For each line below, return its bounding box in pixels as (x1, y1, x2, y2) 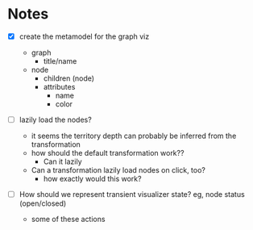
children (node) (43, 73, 94, 83)
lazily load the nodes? (19, 115, 92, 124)
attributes (43, 82, 76, 91)
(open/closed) (19, 199, 67, 208)
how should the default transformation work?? (31, 148, 185, 158)
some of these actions (31, 215, 106, 224)
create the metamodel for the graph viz (19, 31, 150, 41)
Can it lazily (43, 157, 82, 166)
